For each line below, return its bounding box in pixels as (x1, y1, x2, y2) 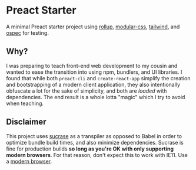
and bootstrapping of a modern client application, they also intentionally (6, 81, 181, 88)
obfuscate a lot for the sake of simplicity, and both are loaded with (6, 87, 167, 94)
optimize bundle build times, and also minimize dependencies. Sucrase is (6, 139, 184, 146)
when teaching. (6, 100, 44, 107)
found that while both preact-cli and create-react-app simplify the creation (6, 74, 191, 81)
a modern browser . (6, 158, 52, 165)
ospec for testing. (6, 29, 49, 36)
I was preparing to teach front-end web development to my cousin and (6, 62, 178, 69)
